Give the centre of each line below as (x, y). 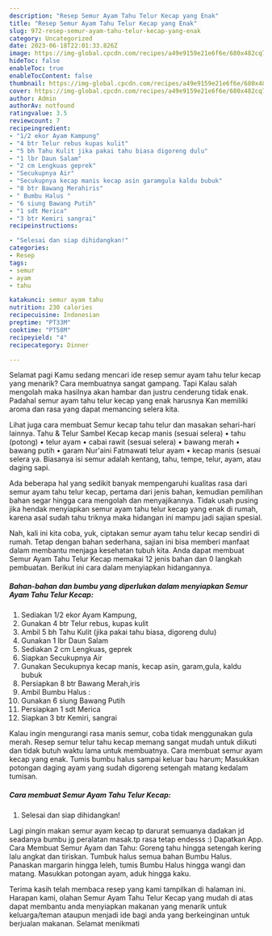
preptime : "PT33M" (40, 323)
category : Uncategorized (51, 38)
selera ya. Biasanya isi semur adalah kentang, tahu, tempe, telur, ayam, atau (135, 459)
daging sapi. (30, 468)
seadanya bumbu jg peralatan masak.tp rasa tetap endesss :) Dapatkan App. (136, 839)
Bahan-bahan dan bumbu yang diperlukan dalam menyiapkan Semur (129, 586)
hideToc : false (35, 61)
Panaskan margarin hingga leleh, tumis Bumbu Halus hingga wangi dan (127, 865)
